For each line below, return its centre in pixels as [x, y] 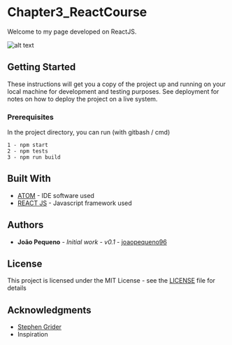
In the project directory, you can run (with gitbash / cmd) [89, 132]
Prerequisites [30, 117]
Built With [29, 179]
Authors [26, 225]
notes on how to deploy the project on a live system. [82, 99]
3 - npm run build [34, 157]
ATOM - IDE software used [56, 195]
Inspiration [32, 335]
